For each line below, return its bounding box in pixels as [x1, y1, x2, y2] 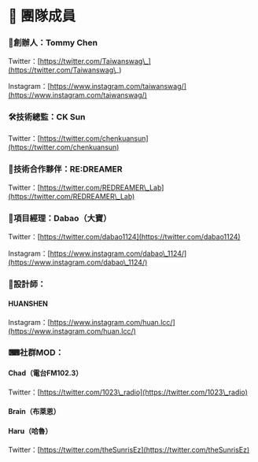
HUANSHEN [8, 298, 49, 308]
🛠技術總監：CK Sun [8, 112, 86, 123]
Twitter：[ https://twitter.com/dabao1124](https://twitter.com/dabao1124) [8, 232, 241, 242]
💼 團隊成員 [8, 7, 76, 25]
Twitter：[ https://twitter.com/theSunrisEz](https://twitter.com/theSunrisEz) [8, 445, 250, 455]
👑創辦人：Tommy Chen [8, 37, 98, 48]
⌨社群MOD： [8, 347, 64, 358]
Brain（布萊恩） [8, 407, 61, 416]
